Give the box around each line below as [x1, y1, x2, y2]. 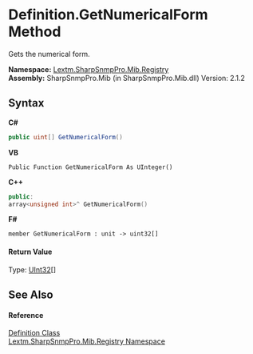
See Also [8, 288, 53, 301]
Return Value [8, 247, 53, 256]
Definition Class [8, 328, 61, 338]
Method [8, 22, 61, 41]
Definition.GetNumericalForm [8, 6, 209, 24]
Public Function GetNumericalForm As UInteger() [8, 163, 173, 171]
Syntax [8, 96, 45, 110]
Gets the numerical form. [8, 49, 90, 58]
